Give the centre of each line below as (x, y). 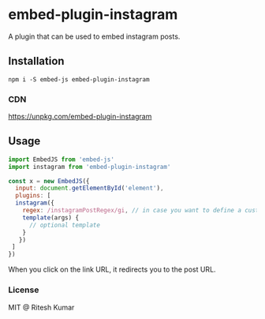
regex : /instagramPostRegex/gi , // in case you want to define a (132, 211)
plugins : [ (33, 196)
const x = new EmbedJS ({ (49, 181)
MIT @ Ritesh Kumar (41, 307)
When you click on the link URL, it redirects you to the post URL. (112, 269)
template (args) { (51, 218)
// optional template (65, 225)
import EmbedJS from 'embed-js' (61, 159)
